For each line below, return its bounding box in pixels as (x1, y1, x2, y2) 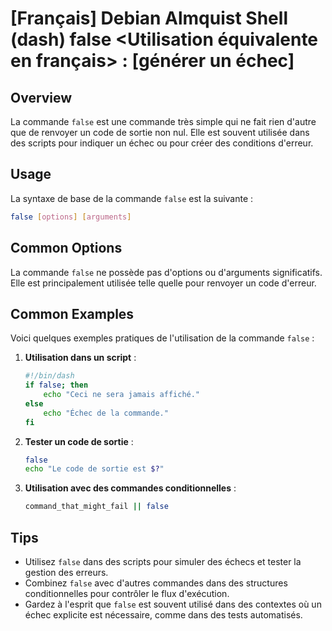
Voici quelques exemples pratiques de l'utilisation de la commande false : (10, 332, 315, 344)
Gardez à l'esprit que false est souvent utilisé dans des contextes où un (24, 598, 322, 610)
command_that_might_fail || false (24, 502, 169, 512)
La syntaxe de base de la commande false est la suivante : (10, 192, 254, 204)
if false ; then (24, 380, 89, 391)
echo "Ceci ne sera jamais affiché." (43, 390, 201, 400)
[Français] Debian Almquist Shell (10, 7, 288, 30)
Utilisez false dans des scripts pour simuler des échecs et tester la (24, 556, 302, 567)
